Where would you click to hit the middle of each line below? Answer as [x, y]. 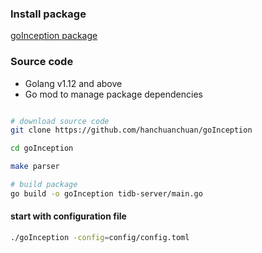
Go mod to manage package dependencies [113, 94]
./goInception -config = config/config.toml [100, 238]
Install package [48, 14]
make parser [35, 167]
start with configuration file [68, 216]
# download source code [60, 121]
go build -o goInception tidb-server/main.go [106, 193]
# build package [44, 185]
